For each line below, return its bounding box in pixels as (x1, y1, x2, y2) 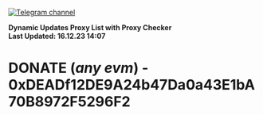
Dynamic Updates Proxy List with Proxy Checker (8, 23, 172, 32)
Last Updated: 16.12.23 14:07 (8, 32, 106, 40)
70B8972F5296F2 (8, 93, 131, 111)
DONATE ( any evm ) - (8, 59, 149, 77)
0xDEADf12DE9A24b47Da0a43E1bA (8, 76, 255, 94)
